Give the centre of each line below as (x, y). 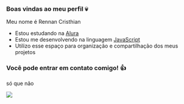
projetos (25, 52)
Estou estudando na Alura (47, 33)
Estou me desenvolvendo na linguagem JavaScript (77, 40)
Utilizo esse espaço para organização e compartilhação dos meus (96, 46)
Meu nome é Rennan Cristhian (43, 22)
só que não (20, 83)
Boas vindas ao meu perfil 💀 (47, 9)
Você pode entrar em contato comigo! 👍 (67, 68)
